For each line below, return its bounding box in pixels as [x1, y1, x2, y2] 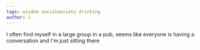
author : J [6, 14, 31, 20]
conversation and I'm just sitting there [6, 37, 100, 44]
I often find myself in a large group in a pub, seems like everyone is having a [6, 30, 195, 37]
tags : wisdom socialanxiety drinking [6, 8, 101, 15]
